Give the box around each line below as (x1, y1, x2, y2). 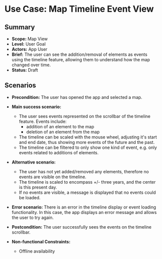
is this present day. (19, 184, 57, 190)
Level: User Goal (11, 41, 46, 47)
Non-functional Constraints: (11, 238, 71, 244)
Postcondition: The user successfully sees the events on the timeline (11, 224, 152, 230)
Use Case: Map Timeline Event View (4, 3, 154, 15)
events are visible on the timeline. (19, 174, 86, 180)
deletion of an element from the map (26, 129, 100, 135)
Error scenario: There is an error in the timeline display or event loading (11, 204, 157, 210)
